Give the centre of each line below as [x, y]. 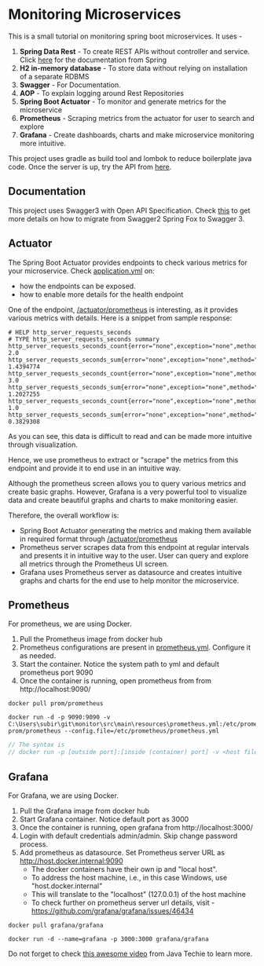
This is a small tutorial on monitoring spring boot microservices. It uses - [125, 36]
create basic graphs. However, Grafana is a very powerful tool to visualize [128, 492]
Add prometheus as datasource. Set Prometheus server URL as [122, 852]
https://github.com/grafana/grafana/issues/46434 [112, 911]
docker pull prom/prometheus [56, 704]
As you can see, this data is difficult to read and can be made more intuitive [130, 436]
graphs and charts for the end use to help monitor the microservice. [129, 580]
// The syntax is [37, 745]
